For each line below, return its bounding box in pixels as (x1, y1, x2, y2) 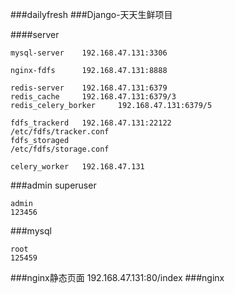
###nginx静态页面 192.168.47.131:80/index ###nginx (10, 272, 225, 283)
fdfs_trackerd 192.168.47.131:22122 (10, 118, 172, 128)
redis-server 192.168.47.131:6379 (10, 83, 168, 93)
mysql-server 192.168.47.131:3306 (10, 48, 168, 58)
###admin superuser (10, 179, 97, 191)
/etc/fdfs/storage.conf (10, 144, 110, 154)
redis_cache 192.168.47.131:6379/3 (10, 92, 177, 102)
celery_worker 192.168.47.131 (10, 162, 145, 172)
